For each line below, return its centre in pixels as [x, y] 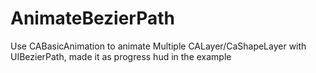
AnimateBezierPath [92, 18]
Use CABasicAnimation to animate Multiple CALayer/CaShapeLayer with [158, 46]
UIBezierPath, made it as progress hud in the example [121, 56]
